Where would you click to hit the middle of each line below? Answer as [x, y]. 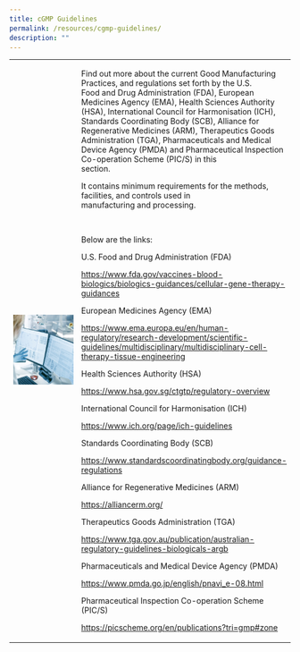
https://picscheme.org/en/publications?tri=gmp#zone [179, 628]
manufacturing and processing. [138, 205]
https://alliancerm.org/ [122, 504]
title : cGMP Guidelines [54, 19]
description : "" [39, 38]
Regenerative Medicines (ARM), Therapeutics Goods [178, 131]
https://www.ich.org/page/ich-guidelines [157, 426]
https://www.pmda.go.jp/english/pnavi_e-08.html [172, 584]
